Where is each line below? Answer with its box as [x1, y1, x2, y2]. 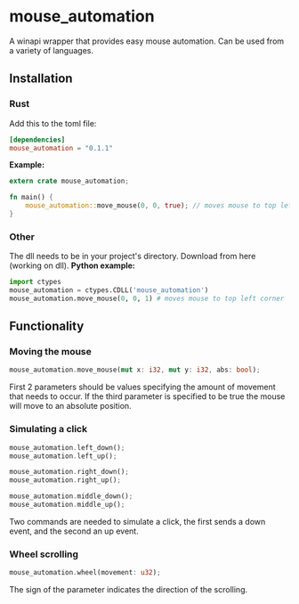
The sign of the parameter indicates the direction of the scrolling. [9, 584, 248, 595]
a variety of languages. [9, 45, 94, 55]
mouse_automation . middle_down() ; [9, 492, 133, 501]
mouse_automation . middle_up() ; [9, 501, 125, 510]
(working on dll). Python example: [9, 260, 136, 271]
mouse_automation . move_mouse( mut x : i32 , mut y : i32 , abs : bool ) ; [9, 365, 261, 375]
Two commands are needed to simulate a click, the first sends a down [9, 516, 266, 526]
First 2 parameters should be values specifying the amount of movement [9, 381, 276, 393]
